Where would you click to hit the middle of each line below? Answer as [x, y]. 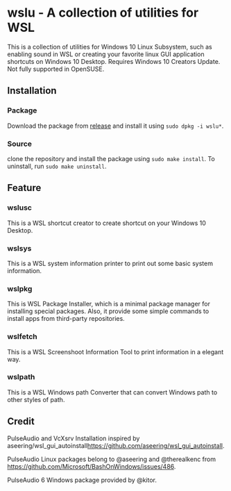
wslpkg [20, 288]
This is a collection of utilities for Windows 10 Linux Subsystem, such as [110, 47]
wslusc [20, 208]
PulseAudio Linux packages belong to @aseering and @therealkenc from [112, 459]
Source [20, 144]
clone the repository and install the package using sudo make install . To [111, 158]
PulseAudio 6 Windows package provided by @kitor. [82, 480]
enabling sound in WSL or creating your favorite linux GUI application [106, 54]
